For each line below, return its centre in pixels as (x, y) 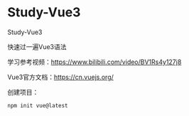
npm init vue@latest (38, 105)
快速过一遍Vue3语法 (37, 46)
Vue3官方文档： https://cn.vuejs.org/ (60, 77)
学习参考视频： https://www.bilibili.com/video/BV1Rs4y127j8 (94, 62)
